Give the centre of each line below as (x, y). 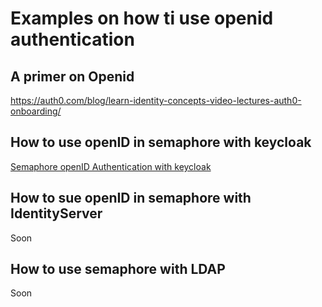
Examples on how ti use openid (142, 18)
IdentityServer (56, 213)
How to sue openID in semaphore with (131, 198)
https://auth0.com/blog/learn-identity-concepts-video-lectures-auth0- (156, 100)
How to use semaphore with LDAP (118, 269)
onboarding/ (36, 111)
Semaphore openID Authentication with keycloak (111, 166)
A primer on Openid (72, 76)
